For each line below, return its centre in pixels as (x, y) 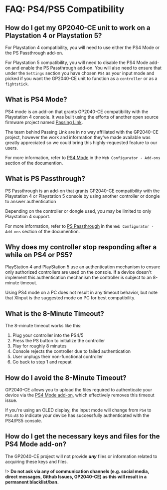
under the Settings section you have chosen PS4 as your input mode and (80, 73)
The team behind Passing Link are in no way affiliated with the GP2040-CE (82, 132)
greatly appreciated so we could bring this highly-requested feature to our (81, 142)
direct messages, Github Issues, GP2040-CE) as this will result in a (76, 476)
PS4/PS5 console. (24, 421)
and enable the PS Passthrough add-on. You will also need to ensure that (87, 68)
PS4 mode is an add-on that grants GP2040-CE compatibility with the (77, 112)
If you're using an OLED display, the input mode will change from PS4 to (78, 410)
